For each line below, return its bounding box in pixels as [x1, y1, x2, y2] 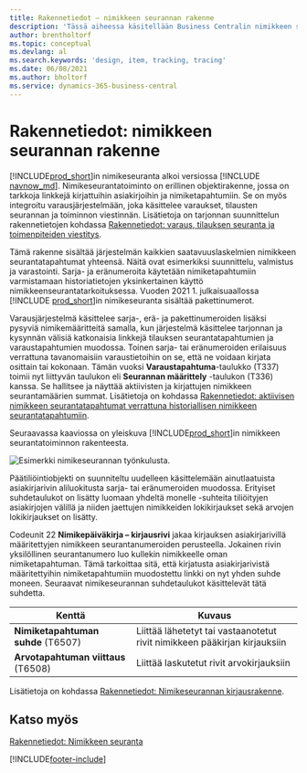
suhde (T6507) [14, 636, 82, 649]
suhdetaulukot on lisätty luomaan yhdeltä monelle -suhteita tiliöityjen [9, 492, 269, 503]
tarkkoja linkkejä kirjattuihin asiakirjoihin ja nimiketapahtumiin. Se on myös [9, 189, 288, 201]
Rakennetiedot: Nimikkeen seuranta [9, 736, 143, 747]
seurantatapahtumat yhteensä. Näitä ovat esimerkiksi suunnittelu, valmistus [9, 256, 294, 267]
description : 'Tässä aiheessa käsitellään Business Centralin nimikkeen [9, 22, 292, 31]
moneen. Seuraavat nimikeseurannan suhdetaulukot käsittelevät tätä [9, 577, 267, 588]
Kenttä [56, 609, 86, 621]
